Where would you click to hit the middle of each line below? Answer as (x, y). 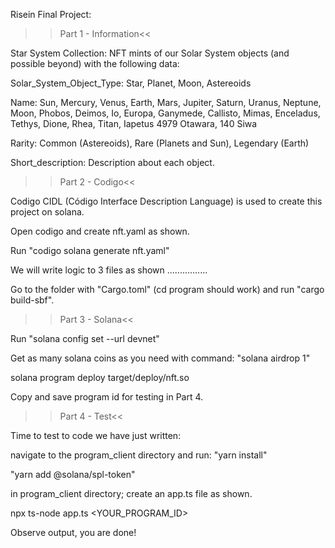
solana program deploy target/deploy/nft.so (100, 377)
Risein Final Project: (51, 14)
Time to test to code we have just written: (96, 435)
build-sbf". (32, 300)
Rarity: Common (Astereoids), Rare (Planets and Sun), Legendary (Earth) (160, 143)
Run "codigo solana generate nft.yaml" (90, 250)
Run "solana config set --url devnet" (85, 338)
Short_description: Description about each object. (112, 162)
